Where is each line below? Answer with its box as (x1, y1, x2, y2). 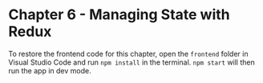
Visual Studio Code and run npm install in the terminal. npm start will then (8, 57, 255, 67)
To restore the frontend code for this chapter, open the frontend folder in (8, 49, 249, 58)
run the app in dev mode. (8, 65, 91, 75)
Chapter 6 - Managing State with (8, 6, 230, 24)
